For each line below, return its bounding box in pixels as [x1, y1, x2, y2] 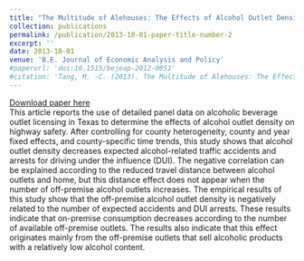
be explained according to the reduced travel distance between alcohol [9, 164, 275, 175]
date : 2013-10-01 [9, 47, 75, 56]
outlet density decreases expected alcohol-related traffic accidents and [9, 145, 277, 156]
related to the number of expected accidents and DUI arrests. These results [9, 203, 291, 214]
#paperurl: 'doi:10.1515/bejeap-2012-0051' [9, 64, 176, 73]
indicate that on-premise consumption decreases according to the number [9, 212, 288, 223]
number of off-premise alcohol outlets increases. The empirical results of [9, 183, 282, 195]
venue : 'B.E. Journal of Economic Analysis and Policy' [9, 55, 224, 64]
